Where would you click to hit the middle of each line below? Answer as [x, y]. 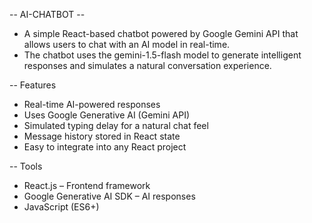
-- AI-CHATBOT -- [47, 14]
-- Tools [26, 166]
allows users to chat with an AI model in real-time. [127, 44]
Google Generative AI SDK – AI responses [109, 196]
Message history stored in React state [102, 136]
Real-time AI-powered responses [92, 104]
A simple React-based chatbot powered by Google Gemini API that [161, 33]
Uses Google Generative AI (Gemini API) [107, 115]
